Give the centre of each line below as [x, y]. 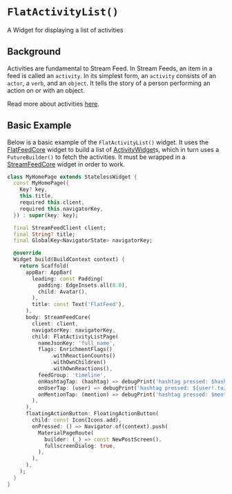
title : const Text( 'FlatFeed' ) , [79, 305]
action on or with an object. [46, 90]
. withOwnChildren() [79, 362]
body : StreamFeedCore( [58, 317]
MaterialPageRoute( [66, 433]
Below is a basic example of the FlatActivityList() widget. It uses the [108, 142]
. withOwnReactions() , [81, 369]
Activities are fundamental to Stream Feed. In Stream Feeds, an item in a [110, 68]
